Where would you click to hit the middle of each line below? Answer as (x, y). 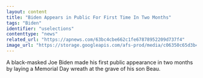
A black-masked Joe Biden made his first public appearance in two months (100, 62)
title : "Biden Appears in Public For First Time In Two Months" (89, 17)
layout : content (27, 12)
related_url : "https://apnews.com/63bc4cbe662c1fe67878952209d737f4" (96, 40)
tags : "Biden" (24, 23)
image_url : (20, 46)
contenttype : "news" (32, 34)
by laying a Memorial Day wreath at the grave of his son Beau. (84, 68)
